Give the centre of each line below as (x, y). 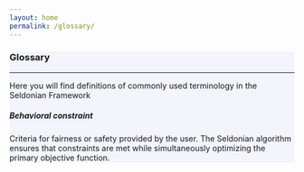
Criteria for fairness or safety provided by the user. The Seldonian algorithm (151, 138)
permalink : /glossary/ (52, 26)
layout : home (34, 18)
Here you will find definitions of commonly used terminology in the (133, 86)
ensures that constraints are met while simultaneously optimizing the (138, 148)
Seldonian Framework (50, 95)
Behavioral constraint (51, 116)
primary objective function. (60, 158)
